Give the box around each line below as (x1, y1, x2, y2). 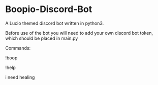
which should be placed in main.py (5, 35, 78, 41)
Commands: (5, 45, 31, 51)
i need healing (5, 74, 35, 80)
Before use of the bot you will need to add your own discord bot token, (5, 30, 153, 36)
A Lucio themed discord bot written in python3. (5, 20, 104, 26)
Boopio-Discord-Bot (5, 4, 92, 15)
